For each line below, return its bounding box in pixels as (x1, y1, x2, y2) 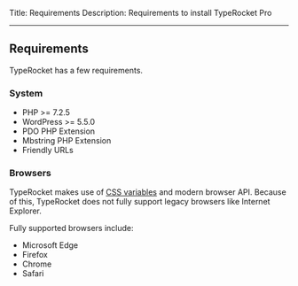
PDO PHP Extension (21, 126, 96, 136)
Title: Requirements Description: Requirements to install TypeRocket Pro (9, 8, 272, 18)
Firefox (21, 250, 49, 260)
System (9, 87, 43, 99)
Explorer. (9, 205, 43, 216)
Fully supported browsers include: (9, 223, 134, 234)
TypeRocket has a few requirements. (9, 65, 144, 75)
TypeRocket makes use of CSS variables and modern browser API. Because (9, 187, 286, 197)
